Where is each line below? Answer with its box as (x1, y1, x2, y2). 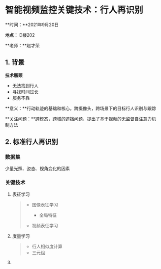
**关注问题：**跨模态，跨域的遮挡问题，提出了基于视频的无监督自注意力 (5, 116, 152, 122)
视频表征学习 (32, 222, 58, 228)
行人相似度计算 (32, 243, 63, 249)
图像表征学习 (32, 202, 58, 208)
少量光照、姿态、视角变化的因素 (5, 165, 70, 172)
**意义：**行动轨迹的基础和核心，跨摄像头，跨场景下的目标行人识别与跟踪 (5, 105, 157, 111)
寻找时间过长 (12, 89, 38, 95)
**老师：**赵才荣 (5, 42, 40, 48)
